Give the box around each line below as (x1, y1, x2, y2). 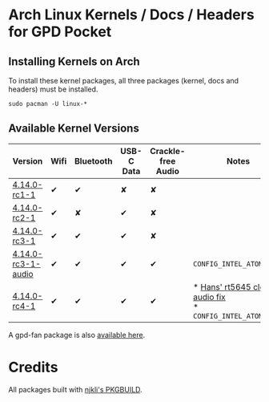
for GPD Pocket (8, 22, 112, 41)
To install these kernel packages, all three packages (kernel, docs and (8, 76, 239, 85)
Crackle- (149, 145, 186, 156)
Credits (8, 359, 58, 376)
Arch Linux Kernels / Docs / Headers (8, 6, 255, 24)
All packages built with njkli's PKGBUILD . (8, 384, 143, 394)
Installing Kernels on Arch (8, 55, 140, 68)
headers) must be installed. (8, 84, 98, 94)
